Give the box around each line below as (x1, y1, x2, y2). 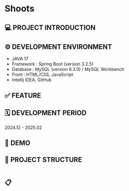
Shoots (4, 3, 35, 14)
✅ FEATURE (4, 91, 42, 100)
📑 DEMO (4, 138, 31, 147)
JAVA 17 (11, 56, 29, 62)
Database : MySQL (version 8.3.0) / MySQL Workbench (11, 66, 125, 72)
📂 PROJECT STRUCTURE (4, 156, 83, 164)
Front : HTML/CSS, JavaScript (11, 71, 74, 77)
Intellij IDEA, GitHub (11, 77, 52, 83)
